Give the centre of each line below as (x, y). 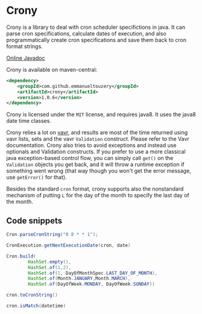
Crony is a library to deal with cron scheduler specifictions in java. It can (96, 27)
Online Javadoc (26, 58)
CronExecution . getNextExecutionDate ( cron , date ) (68, 245)
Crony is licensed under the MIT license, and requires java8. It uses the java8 (101, 114)
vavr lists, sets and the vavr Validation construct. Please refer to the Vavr (98, 139)
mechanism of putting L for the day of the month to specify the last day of (98, 195)
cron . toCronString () (32, 295)
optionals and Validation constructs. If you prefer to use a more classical (96, 152)
